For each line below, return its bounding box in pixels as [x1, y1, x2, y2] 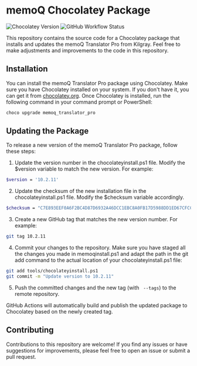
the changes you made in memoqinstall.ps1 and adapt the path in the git [14, 251, 189, 258]
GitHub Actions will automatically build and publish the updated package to [6, 301, 188, 309]
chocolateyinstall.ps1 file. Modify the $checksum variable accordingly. [14, 194, 185, 201]
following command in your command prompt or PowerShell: [6, 98, 152, 105]
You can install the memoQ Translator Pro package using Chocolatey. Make [6, 79, 188, 86]
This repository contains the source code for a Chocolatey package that [6, 34, 180, 41]
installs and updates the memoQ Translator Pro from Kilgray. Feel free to [6, 41, 181, 48]
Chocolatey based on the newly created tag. [6, 308, 113, 315]
